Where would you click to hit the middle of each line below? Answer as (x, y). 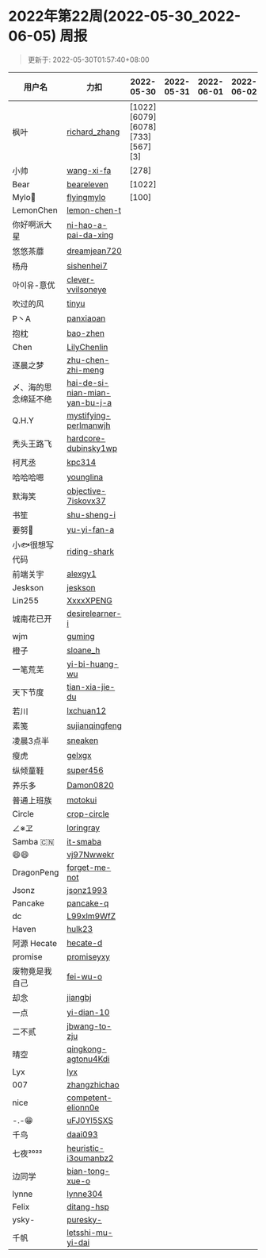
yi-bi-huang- (93, 664)
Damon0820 (91, 785)
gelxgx (80, 755)
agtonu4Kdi (88, 1059)
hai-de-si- (88, 383)
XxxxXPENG (89, 600)
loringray (84, 828)
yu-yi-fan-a (91, 529)
